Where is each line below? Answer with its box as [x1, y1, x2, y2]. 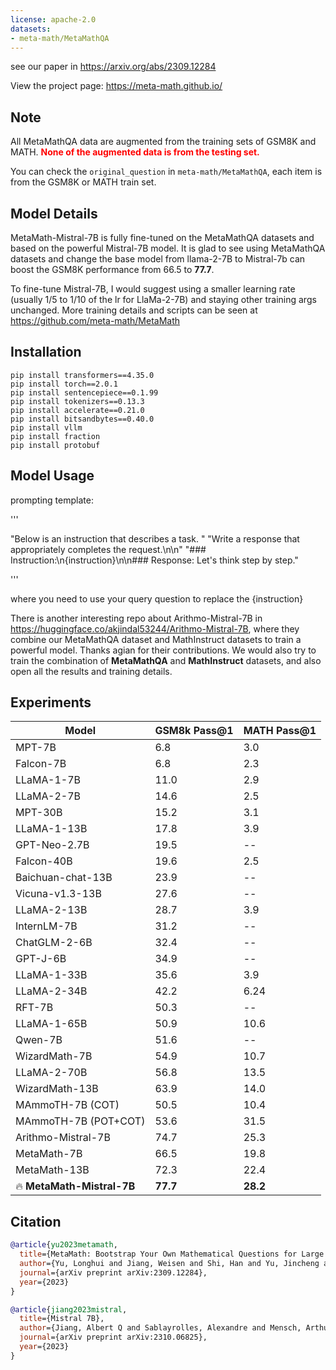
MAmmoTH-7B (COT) [15, 1098, 120, 1112]
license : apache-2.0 [10, 14, 97, 25]
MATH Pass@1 [243, 724, 317, 738]
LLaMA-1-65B [15, 1017, 88, 1031]
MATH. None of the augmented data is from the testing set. [10, 146, 260, 158]
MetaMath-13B [15, 1163, 90, 1177]
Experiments [10, 694, 92, 711]
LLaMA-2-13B [15, 903, 88, 917]
